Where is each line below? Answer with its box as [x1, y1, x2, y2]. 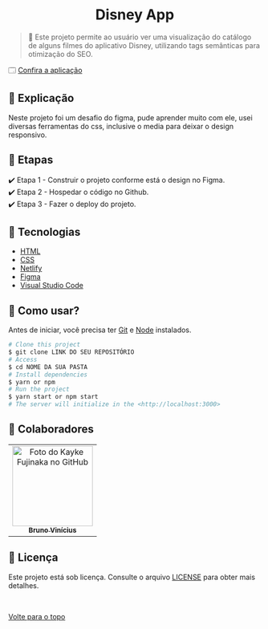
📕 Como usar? [8, 303, 80, 318]
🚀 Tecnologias [8, 225, 81, 238]
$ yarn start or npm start [8, 393, 99, 401]
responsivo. [8, 130, 47, 140]
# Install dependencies [8, 371, 88, 379]
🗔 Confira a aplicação [8, 65, 83, 75]
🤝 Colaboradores [8, 423, 95, 436]
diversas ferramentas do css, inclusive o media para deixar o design [8, 121, 234, 131]
